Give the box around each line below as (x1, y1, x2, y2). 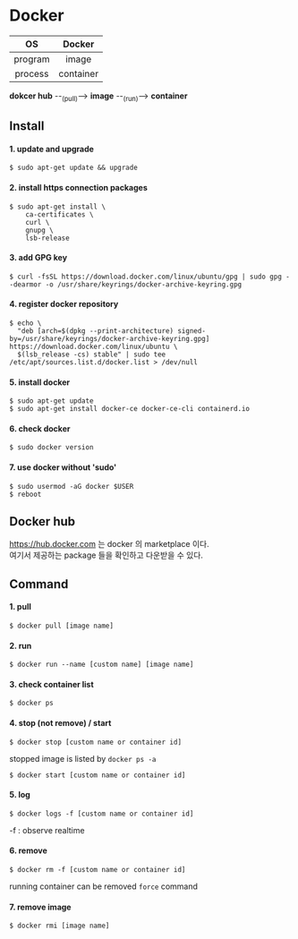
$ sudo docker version (9, 443, 94, 452)
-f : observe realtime (9, 824, 85, 835)
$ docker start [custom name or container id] (9, 771, 186, 780)
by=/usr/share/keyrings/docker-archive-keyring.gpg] (9, 334, 210, 343)
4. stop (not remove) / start (9, 717, 112, 728)
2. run (9, 640, 32, 651)
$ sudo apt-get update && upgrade (9, 163, 139, 173)
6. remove (9, 845, 47, 856)
